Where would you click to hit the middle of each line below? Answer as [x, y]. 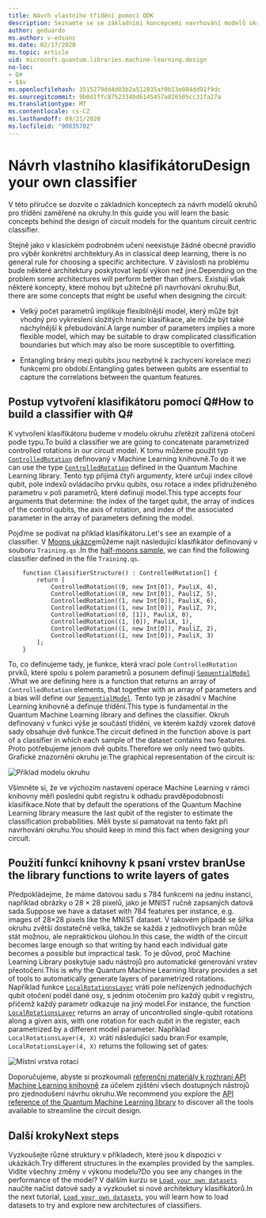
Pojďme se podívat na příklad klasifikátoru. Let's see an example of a [120, 533]
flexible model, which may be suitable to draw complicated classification [138, 336]
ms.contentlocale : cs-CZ [49, 112]
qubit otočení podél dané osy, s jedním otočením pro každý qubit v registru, [131, 996]
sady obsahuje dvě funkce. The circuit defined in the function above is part [129, 732]
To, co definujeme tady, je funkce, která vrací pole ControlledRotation [123, 664]
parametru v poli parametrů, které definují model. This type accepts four [125, 492]
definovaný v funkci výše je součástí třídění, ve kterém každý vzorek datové [132, 723]
